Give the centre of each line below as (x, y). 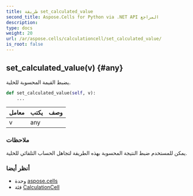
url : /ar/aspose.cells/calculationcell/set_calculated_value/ (84, 39)
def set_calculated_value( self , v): (51, 93)
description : (22, 22)
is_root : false (25, 45)
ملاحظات (18, 140)
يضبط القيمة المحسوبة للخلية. (39, 82)
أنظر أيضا (18, 168)
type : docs (19, 28)
